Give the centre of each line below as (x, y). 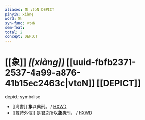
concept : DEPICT (21, 37)
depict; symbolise (23, 96)
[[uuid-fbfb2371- (101, 62)
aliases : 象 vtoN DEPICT (30, 9)
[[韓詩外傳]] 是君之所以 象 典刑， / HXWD (52, 113)
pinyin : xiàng (19, 14)
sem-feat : (15, 28)
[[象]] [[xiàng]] (35, 62)
